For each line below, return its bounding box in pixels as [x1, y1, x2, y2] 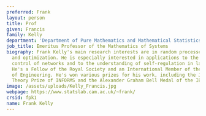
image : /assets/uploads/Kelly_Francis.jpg [6, 83, 116, 90]
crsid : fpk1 [6, 95, 37, 101]
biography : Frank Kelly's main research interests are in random [6, 49, 177, 55]
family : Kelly [6, 32, 43, 38]
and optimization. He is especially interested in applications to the [12, 55, 199, 61]
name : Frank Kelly [6, 100, 53, 106]
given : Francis [6, 26, 45, 33]
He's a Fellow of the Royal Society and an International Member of [12, 66, 191, 72]
